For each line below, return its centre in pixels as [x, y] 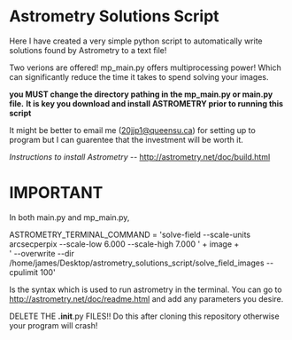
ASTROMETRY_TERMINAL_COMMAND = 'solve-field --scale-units [130, 234]
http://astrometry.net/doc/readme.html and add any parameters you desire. [146, 298]
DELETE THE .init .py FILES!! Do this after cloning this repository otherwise [145, 316]
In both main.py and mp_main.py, [69, 217]
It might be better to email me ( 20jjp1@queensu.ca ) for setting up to [133, 130]
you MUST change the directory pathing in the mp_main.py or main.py [141, 94]
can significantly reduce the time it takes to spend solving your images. [139, 76]
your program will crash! [54, 325]
